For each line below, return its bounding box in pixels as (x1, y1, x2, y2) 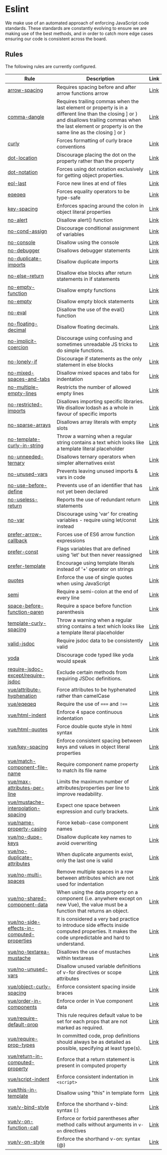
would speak (56, 658, 87, 664)
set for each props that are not (56, 1018, 128, 1025)
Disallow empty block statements (56, 298, 134, 305)
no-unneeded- (7, 453, 44, 460)
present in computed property (56, 1062, 127, 1069)
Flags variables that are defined (56, 545, 131, 552)
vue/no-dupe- (7, 833, 43, 840)
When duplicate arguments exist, (56, 851, 133, 858)
